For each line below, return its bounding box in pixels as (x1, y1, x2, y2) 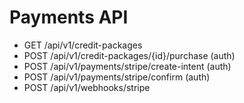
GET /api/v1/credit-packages (23, 39, 143, 51)
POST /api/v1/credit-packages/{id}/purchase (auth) (23, 49, 236, 61)
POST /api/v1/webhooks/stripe (23, 81, 151, 93)
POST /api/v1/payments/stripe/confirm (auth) (23, 71, 211, 83)
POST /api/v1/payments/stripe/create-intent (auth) (23, 60, 232, 72)
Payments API (9, 6, 129, 29)
